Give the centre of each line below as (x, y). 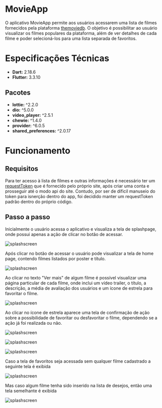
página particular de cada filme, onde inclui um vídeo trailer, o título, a (76, 283)
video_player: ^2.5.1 (32, 115)
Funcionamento (38, 151)
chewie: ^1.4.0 (27, 120)
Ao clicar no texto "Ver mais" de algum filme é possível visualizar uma (76, 277)
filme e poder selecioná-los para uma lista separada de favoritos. (71, 38)
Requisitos (22, 169)
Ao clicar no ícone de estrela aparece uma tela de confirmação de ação (77, 312)
